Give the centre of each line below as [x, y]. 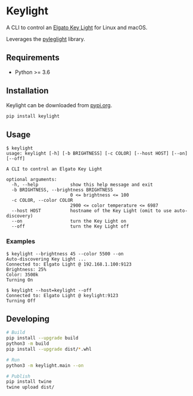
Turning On [20, 280]
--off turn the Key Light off [70, 227]
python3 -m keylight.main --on [45, 365]
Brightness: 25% [26, 269]
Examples [21, 241]
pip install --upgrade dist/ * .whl [49, 349]
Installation [27, 91]
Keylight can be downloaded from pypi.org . [59, 105]
